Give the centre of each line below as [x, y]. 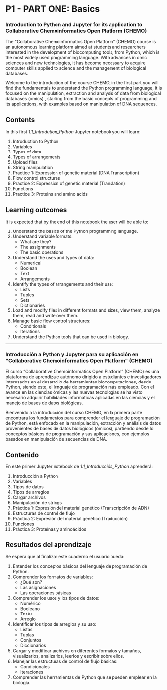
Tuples [27, 295]
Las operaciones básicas [46, 593]
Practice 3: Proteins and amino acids [50, 194]
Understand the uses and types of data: [54, 258]
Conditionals [33, 326]
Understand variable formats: [43, 236]
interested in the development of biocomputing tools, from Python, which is [83, 52]
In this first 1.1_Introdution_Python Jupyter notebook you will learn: [73, 132]
